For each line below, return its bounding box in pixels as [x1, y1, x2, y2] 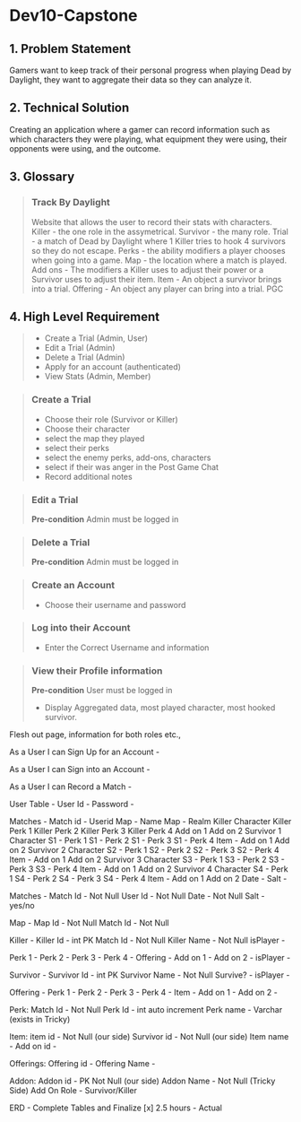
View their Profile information [30, 665, 163, 677]
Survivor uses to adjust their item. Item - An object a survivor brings [30, 274, 282, 284]
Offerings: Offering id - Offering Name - [9, 1058, 156, 1069]
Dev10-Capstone [9, 5, 138, 26]
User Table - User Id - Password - [9, 799, 134, 810]
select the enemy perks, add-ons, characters [44, 452, 211, 463]
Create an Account [30, 579, 116, 592]
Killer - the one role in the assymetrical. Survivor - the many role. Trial [30, 226, 289, 237]
